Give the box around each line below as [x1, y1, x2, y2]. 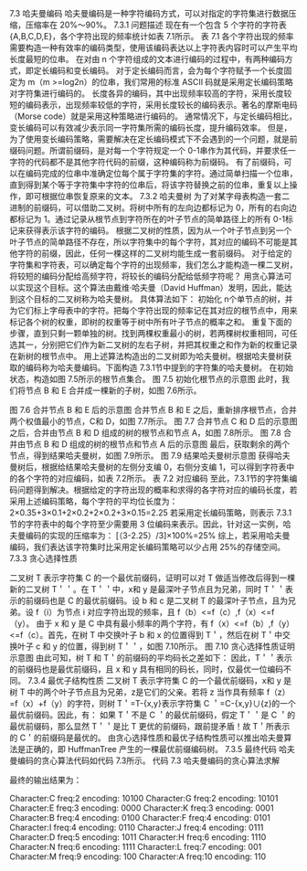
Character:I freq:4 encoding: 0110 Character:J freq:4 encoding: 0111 [9, 822, 264, 833]
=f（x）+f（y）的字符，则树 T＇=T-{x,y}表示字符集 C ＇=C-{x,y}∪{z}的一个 [9, 698, 297, 708]
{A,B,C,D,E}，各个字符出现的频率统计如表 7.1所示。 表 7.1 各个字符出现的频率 [9, 31, 294, 41]
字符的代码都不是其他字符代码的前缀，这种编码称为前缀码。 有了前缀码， [9, 156, 284, 167]
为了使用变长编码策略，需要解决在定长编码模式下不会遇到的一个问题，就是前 [9, 133, 298, 144]
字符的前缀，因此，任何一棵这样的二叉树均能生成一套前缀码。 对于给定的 [16, 248, 292, 259]
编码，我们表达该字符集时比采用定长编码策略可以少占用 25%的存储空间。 [9, 542, 286, 552]
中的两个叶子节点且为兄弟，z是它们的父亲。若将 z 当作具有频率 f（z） [26, 686, 291, 697]
